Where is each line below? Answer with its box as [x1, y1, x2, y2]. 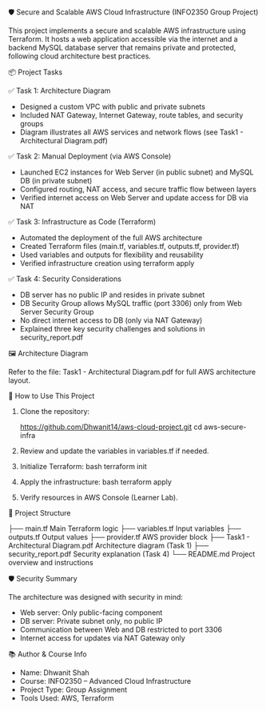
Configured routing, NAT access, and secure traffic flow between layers [19, 184, 257, 194]
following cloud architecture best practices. [8, 51, 152, 61]
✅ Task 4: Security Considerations [8, 274, 122, 283]
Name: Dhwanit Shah [19, 668, 89, 677]
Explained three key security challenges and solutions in [19, 324, 205, 333]
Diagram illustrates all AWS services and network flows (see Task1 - [19, 127, 244, 137]
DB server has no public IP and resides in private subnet [19, 290, 205, 299]
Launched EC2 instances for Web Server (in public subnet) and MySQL [19, 167, 254, 177]
